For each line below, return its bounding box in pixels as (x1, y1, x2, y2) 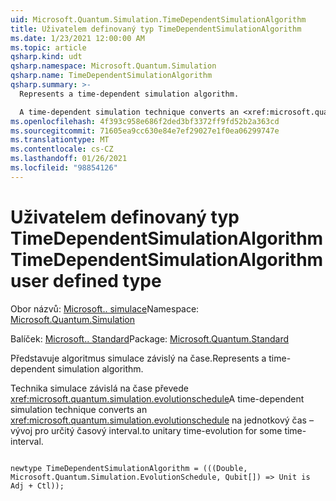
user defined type (10, 269, 162, 292)
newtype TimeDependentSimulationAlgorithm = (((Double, (10, 463, 248, 473)
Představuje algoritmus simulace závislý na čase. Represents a (10, 352, 267, 364)
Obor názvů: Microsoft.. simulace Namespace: (10, 302, 200, 315)
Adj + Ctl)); (10, 481, 65, 491)
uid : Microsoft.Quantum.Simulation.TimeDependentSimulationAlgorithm (10, 14, 307, 25)
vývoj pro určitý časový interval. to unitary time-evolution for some (10, 424, 283, 436)
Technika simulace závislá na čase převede (10, 382, 189, 394)
